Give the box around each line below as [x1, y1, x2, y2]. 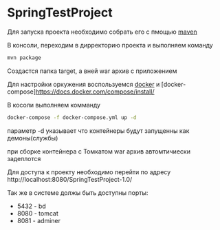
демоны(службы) [7, 134, 58, 142]
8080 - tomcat [16, 209, 58, 218]
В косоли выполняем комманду [7, 101, 101, 109]
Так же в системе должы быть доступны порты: [7, 188, 148, 197]
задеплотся [7, 154, 41, 163]
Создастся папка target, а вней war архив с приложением [7, 67, 177, 75]
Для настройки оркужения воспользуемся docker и [7, 80, 160, 88]
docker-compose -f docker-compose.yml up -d [7, 114, 137, 121]
